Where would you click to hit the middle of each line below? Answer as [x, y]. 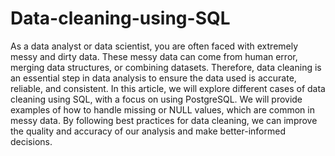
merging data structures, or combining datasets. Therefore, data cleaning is [166, 67]
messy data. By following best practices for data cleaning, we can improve [164, 120]
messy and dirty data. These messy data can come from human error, [154, 56]
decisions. [31, 141]
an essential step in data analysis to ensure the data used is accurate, [153, 78]
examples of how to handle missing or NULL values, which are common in [162, 109]
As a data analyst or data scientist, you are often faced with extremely [154, 46]
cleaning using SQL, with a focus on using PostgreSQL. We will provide [156, 99]
